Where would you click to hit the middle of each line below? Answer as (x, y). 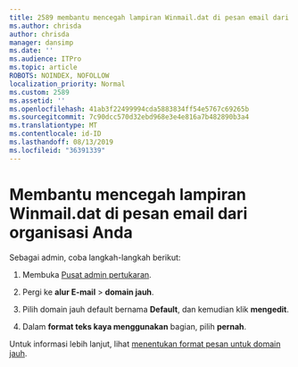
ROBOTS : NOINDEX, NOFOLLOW (59, 76)
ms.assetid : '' (37, 100)
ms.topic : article (43, 68)
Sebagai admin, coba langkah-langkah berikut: (95, 257)
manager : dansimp (41, 42)
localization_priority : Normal (67, 84)
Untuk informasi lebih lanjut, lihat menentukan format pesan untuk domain (145, 344)
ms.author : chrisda (46, 26)
